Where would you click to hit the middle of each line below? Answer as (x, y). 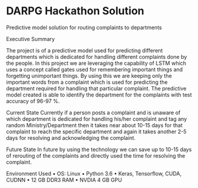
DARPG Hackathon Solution (75, 11)
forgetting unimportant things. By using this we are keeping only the (89, 76)
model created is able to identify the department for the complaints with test (99, 95)
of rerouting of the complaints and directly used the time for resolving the (96, 155)
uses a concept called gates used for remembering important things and (95, 69)
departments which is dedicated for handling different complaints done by (97, 57)
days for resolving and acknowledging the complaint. (71, 137)
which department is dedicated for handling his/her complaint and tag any (97, 119)
